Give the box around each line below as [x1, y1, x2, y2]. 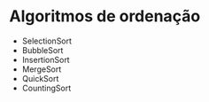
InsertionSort [21, 54, 70, 65]
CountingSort [21, 82, 72, 93]
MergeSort [21, 64, 62, 75]
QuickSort [21, 73, 59, 83]
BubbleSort [21, 44, 64, 55]
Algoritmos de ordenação [9, 6, 201, 27]
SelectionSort [21, 35, 73, 46]
